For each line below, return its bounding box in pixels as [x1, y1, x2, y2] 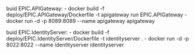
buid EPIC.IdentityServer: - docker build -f [6, 29, 110, 36]
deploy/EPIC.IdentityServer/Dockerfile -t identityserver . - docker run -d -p [6, 35, 189, 42]
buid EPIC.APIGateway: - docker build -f [6, 5, 105, 12]
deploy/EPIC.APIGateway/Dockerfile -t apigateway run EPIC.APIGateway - [6, 11, 187, 18]
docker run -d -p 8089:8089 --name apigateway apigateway [6, 18, 155, 24]
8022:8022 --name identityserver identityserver [6, 41, 124, 48]
